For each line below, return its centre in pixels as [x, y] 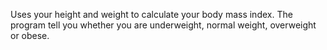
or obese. [30, 35]
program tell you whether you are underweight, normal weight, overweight [163, 25]
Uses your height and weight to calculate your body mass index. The [151, 14]
